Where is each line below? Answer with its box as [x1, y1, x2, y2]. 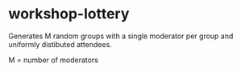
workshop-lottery [8, 5, 130, 23]
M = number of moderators [8, 55, 99, 65]
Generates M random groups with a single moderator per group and [8, 31, 234, 41]
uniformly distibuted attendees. [8, 39, 113, 49]
